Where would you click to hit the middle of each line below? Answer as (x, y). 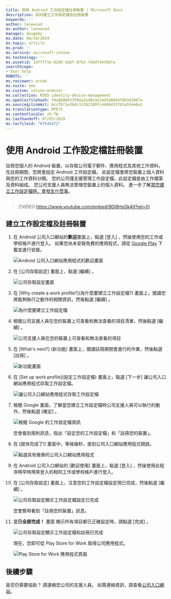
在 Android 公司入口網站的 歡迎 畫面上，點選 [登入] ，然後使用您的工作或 (88, 237)
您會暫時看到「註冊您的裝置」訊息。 (51, 511)
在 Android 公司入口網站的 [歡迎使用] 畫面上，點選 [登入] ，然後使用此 (86, 466)
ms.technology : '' (25, 57)
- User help (18, 72)
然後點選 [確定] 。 (41, 412)
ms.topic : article (25, 43)
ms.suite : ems (21, 86)
